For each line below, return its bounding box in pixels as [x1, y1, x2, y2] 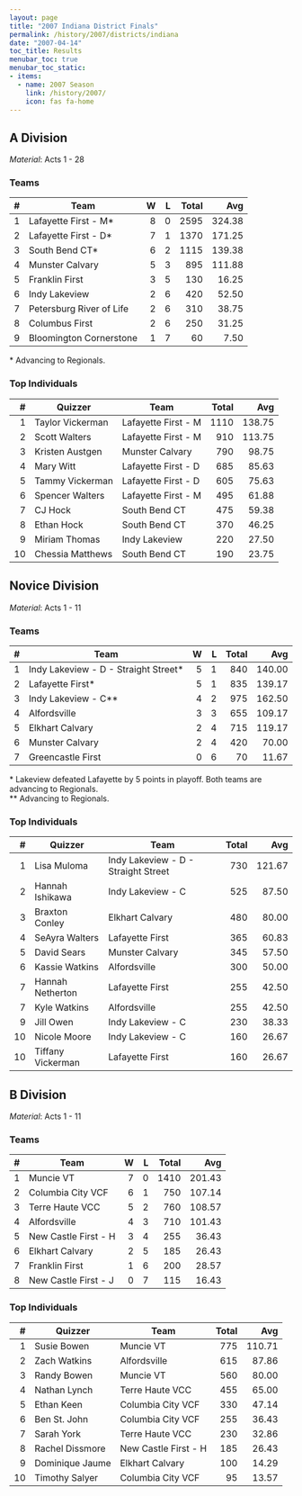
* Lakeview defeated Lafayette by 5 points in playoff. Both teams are [9, 773, 262, 784]
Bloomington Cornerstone [28, 332, 138, 345]
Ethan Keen [34, 1398, 84, 1410]
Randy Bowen [34, 1369, 93, 1382]
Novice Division [9, 578, 100, 594]
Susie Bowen [34, 1339, 90, 1352]
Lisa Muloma [34, 860, 88, 872]
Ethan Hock [34, 518, 84, 531]
